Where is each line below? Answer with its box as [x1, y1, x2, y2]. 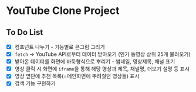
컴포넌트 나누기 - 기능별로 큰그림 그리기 [14, 44, 105, 50]
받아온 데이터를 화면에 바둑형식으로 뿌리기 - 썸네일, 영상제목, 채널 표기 [14, 58, 175, 65]
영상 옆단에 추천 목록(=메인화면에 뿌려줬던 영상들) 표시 [14, 73, 140, 80]
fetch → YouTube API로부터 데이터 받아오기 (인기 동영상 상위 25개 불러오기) [14, 51, 191, 58]
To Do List [6, 27, 43, 37]
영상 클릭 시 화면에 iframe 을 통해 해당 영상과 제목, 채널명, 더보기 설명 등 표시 [14, 65, 190, 72]
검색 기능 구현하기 [14, 80, 56, 87]
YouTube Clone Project [6, 4, 120, 17]
